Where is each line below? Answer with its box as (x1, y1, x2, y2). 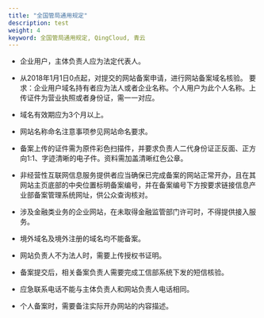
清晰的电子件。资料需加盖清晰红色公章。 (55, 154, 188, 163)
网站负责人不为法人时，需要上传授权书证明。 (19, 251, 166, 260)
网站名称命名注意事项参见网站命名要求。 (19, 127, 152, 136)
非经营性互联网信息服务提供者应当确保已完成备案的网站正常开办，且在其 (19, 170, 256, 180)
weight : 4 (8, 26, 41, 34)
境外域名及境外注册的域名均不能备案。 (19, 234, 145, 243)
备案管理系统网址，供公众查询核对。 (33, 190, 152, 200)
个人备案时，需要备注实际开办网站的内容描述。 (19, 301, 173, 311)
